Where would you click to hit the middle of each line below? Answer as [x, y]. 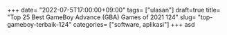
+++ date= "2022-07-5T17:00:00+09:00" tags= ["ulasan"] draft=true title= [114, 10]
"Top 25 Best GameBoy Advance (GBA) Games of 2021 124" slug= [102, 17]
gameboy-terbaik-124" [39, 24]
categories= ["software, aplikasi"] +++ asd [134, 24]
